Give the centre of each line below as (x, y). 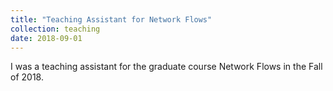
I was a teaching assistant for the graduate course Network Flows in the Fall (166, 67)
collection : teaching (55, 29)
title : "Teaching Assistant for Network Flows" (111, 19)
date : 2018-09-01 (46, 38)
